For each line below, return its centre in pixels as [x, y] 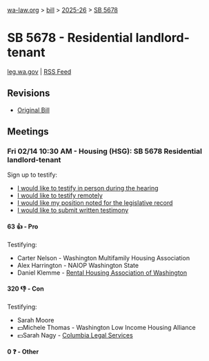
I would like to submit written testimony [73, 211]
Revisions [29, 94]
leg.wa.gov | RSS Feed [39, 71]
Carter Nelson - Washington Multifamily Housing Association [103, 257]
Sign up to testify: [32, 175]
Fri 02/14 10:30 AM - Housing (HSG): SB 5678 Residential [104, 151]
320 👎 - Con [26, 289]
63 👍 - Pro [23, 226]
